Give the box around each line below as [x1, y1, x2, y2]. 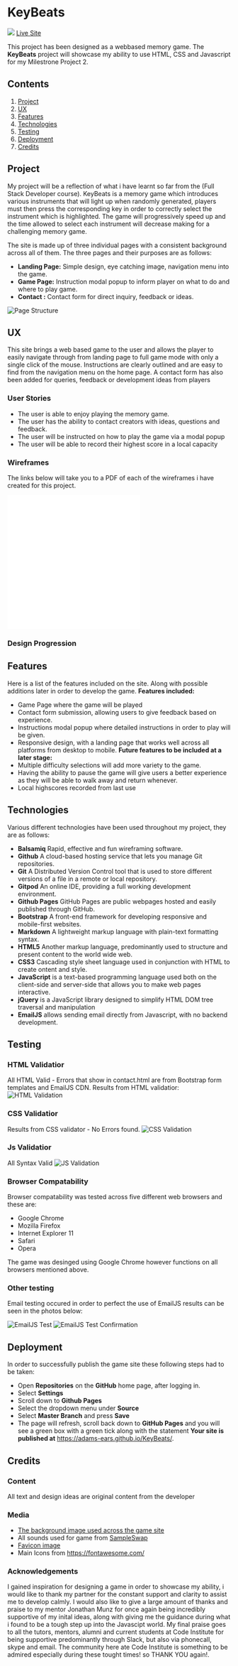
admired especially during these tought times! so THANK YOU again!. [7, 1650, 210, 1659]
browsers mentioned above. [7, 1265, 89, 1274]
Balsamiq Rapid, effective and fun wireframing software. [17, 844, 183, 853]
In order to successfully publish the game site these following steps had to [7, 1360, 225, 1368]
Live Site [16, 28, 41, 37]
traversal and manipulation [17, 1002, 96, 1011]
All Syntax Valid [7, 1159, 53, 1167]
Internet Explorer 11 [17, 1229, 74, 1238]
